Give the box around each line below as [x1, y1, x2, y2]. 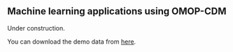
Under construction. [7, 24, 65, 32]
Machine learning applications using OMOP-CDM [7, 6, 227, 17]
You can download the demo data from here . [7, 37, 136, 46]
